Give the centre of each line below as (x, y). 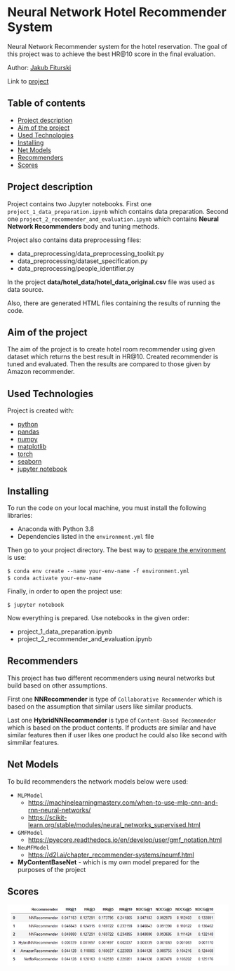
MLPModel (30, 796)
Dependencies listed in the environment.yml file (86, 536)
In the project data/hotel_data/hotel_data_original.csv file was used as (111, 282)
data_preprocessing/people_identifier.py (76, 268)
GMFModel (30, 833)
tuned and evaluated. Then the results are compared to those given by (109, 364)
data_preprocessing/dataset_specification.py (82, 261)
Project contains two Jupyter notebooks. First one (80, 203)
